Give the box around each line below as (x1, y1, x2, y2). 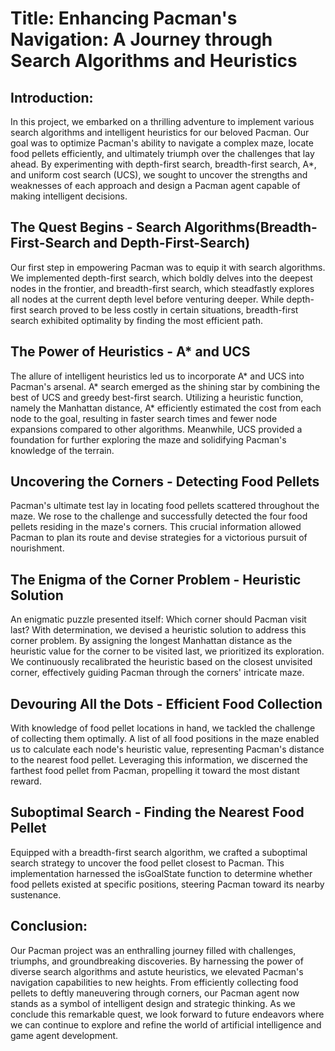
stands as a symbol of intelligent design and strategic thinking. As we (10, 997, 296, 1009)
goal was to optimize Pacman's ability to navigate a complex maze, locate (10, 137, 314, 149)
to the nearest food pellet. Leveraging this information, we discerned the (10, 754, 308, 766)
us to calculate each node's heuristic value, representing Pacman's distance (10, 743, 325, 756)
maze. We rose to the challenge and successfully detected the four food (10, 510, 308, 522)
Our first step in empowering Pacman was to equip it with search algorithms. (10, 261, 326, 273)
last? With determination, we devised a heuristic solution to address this (10, 624, 307, 636)
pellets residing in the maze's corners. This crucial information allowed (10, 521, 302, 533)
